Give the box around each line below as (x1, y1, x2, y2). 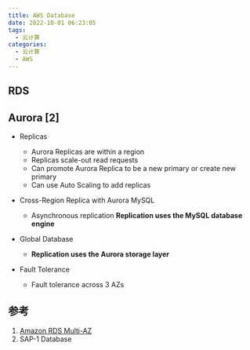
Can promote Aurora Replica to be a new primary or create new (31, 164, 237, 173)
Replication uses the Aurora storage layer (31, 250, 170, 259)
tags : (8, 26, 26, 34)
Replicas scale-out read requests (31, 155, 139, 165)
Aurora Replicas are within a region (31, 147, 145, 157)
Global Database (19, 235, 74, 244)
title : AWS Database (8, 11, 76, 20)
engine (31, 219, 55, 228)
